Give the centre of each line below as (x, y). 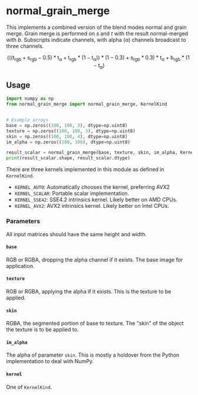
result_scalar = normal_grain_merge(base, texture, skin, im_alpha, (92, 153)
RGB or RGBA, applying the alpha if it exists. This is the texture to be (89, 291)
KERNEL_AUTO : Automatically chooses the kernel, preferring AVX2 (92, 187)
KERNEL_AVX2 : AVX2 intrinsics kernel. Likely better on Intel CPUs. (92, 206)
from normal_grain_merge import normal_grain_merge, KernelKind (87, 105)
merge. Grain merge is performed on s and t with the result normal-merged (97, 33)
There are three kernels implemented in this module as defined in (85, 169)
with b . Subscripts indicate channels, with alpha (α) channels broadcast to (96, 40)
